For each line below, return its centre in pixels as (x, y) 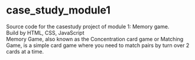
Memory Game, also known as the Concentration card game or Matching (95, 39)
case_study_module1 (58, 10)
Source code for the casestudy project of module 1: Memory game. (88, 26)
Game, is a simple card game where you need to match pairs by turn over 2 (98, 45)
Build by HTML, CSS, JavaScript (45, 32)
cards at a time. (25, 51)
